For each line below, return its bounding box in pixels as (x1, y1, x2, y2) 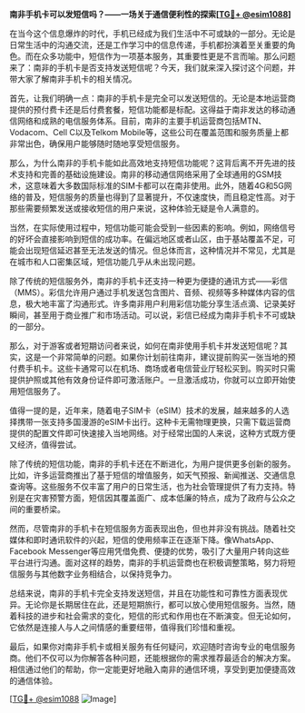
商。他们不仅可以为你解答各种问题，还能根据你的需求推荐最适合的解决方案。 (9, 653, 296, 663)
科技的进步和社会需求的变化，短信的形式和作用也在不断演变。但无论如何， (16, 610, 296, 621)
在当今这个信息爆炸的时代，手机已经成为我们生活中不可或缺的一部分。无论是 (9, 28, 296, 39)
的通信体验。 (9, 676, 57, 686)
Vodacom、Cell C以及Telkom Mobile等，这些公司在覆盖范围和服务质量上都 (9, 127, 289, 137)
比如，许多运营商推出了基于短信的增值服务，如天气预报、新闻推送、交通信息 (9, 470, 296, 480)
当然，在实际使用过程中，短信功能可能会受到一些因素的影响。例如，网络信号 (9, 223, 296, 233)
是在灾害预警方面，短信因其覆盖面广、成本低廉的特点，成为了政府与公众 (16, 492, 288, 503)
